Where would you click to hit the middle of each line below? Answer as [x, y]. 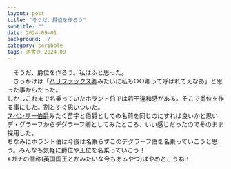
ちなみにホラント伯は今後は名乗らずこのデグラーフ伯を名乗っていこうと [110, 141]
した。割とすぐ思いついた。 [64, 107]
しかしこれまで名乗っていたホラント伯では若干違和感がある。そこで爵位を [113, 98]
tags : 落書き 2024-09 [37, 52]
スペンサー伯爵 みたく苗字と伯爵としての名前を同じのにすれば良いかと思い [113, 115]
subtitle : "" [26, 26]
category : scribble [35, 46]
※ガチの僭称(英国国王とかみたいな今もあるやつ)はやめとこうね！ [99, 159]
